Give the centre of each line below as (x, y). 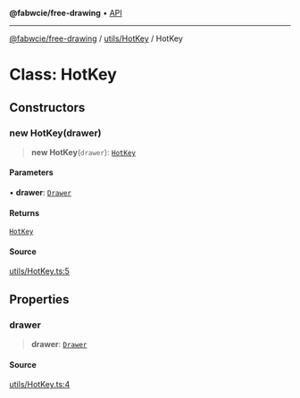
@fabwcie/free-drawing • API (66, 13)
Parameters (31, 172)
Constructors (47, 108)
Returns (25, 212)
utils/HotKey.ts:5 (39, 271)
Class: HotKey (63, 75)
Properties (39, 299)
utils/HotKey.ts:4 (40, 385)
